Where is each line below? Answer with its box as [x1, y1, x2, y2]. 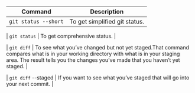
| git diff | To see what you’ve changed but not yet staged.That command [6, 44, 190, 51]
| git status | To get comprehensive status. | [6, 32, 116, 39]
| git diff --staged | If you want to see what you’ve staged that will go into [6, 74, 190, 81]
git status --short [9, 18, 64, 25]
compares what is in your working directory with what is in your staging [6, 50, 180, 57]
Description [90, 8, 124, 15]
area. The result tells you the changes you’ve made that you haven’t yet [6, 57, 180, 64]
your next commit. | [6, 81, 54, 87]
